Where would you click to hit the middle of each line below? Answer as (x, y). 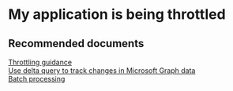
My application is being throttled (117, 15)
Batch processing (37, 79)
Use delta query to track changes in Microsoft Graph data (102, 71)
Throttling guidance (40, 62)
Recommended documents (76, 44)
